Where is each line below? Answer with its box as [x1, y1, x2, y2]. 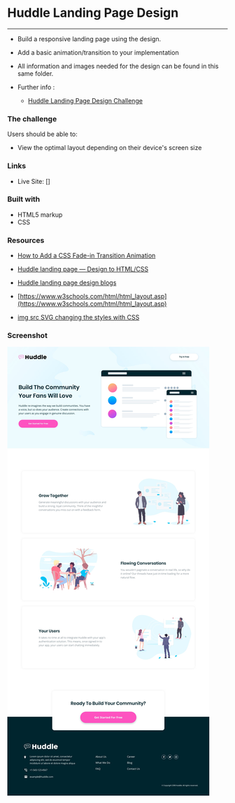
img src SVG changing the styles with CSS [17, 313, 140, 322]
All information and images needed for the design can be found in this [17, 62, 219, 70]
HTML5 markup [17, 210, 63, 219]
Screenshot [7, 331, 48, 341]
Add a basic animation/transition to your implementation [17, 48, 180, 57]
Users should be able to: [7, 130, 78, 138]
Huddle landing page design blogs [17, 278, 117, 287]
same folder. [17, 69, 54, 78]
